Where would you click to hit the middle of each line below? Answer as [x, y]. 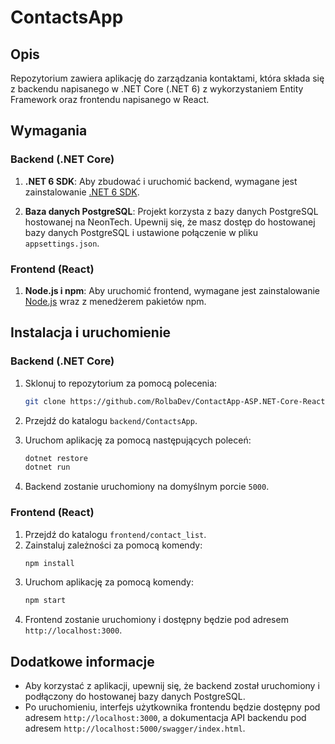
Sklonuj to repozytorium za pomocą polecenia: [121, 383]
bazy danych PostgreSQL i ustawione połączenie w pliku [141, 232]
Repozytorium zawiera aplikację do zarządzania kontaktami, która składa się [167, 78]
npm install [49, 563]
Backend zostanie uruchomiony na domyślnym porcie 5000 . [147, 487]
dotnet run [47, 467]
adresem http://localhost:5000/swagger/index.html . [135, 728]
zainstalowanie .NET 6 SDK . [82, 192]
